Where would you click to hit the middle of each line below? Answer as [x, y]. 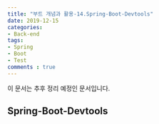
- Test [17, 61]
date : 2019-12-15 [33, 21]
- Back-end [24, 34]
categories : [25, 27]
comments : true [31, 67]
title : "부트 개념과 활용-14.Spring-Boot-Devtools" [81, 14]
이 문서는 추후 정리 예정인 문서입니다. [59, 88]
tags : [15, 41]
